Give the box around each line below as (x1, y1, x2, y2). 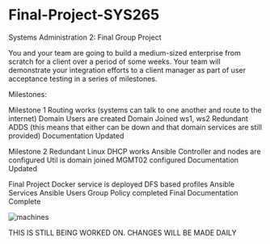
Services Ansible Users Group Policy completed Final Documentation (8, 187, 238, 197)
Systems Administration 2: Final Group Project (8, 32, 162, 42)
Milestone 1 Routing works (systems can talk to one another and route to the (8, 105, 262, 115)
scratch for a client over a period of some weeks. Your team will (8, 57, 221, 66)
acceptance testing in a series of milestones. (8, 74, 158, 83)
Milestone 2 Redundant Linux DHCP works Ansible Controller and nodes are (8, 146, 261, 156)
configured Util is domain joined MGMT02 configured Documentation (8, 155, 239, 165)
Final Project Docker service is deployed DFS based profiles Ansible (8, 179, 235, 189)
